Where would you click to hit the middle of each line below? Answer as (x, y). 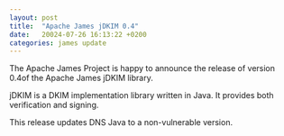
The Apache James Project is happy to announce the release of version (142, 68)
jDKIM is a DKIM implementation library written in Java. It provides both (142, 95)
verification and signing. (54, 105)
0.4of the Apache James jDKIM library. (81, 78)
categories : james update (58, 43)
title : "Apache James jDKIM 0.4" (74, 26)
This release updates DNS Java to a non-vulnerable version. (121, 122)
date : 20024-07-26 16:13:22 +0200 (78, 34)
